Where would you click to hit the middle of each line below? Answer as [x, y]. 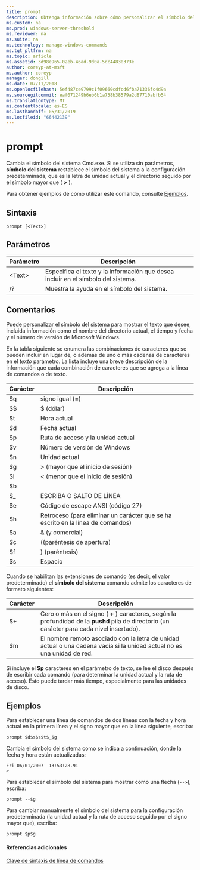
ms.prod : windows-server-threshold [50, 28]
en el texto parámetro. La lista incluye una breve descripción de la [87, 361]
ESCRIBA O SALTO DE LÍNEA [80, 496]
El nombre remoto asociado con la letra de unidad [110, 638]
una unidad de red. [67, 653]
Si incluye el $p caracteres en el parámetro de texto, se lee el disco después [100, 668]
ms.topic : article [29, 56]
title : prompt [24, 12]
